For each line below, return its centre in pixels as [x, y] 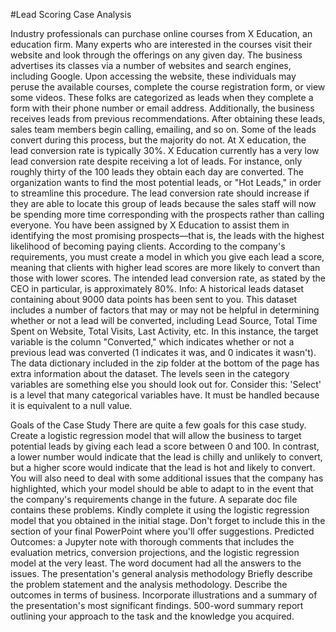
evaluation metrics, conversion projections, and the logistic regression [155, 552]
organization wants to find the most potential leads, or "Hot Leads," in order [166, 182]
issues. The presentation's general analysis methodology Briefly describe [161, 573]
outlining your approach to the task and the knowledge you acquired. [152, 616]
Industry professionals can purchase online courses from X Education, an [161, 33]
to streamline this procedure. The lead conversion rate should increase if [160, 193]
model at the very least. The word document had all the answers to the [156, 563]
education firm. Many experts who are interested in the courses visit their [161, 44]
